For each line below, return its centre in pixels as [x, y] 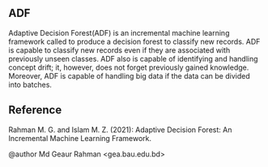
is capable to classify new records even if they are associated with [119, 50]
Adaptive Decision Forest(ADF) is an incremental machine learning [119, 32]
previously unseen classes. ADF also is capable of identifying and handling [133, 58]
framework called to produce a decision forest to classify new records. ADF [134, 41]
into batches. [30, 84]
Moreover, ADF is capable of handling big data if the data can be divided [129, 75]
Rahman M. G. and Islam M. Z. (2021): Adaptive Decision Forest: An [120, 130]
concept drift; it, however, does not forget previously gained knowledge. [129, 67]
